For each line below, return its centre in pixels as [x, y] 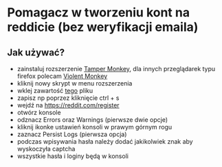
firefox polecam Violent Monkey [62, 76]
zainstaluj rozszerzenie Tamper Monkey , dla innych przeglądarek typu [116, 69]
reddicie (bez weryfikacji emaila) [103, 27]
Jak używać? [36, 52]
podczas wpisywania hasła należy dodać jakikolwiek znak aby [105, 141]
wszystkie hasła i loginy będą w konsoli [73, 156]
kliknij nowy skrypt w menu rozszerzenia [75, 83]
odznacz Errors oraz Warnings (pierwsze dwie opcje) [92, 120]
